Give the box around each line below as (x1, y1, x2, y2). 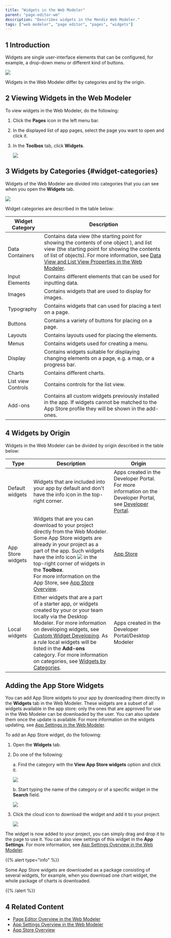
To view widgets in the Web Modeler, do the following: (5, 107, 119, 113)
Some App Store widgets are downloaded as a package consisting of (5, 867, 150, 873)
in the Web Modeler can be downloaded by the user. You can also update (5, 711, 159, 717)
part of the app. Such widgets (33, 547, 104, 554)
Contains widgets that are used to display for (44, 287, 151, 294)
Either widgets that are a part (33, 594, 103, 601)
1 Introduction (5, 40, 50, 49)
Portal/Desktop (113, 632, 150, 639)
